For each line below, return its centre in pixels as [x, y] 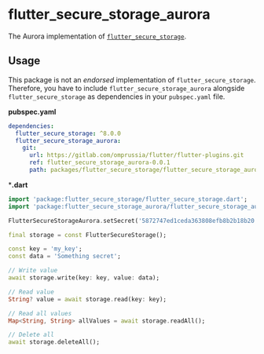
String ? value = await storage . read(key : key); [88, 299]
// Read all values [40, 313]
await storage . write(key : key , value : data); [84, 278]
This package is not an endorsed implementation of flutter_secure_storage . [132, 79]
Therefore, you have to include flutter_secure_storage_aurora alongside [126, 88]
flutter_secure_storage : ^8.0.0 [68, 133]
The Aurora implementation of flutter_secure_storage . [97, 36]
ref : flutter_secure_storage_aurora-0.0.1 [99, 162]
